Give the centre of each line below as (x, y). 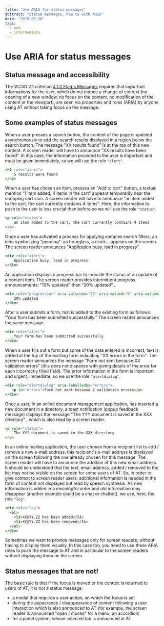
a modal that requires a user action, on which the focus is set (73, 598)
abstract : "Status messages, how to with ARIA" (54, 14)
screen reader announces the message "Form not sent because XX (73, 361)
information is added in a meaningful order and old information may (73, 489)
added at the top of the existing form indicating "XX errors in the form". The (81, 355)
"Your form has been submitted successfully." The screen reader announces (82, 317)
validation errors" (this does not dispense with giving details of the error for (81, 365)
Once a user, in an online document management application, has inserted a (82, 404)
